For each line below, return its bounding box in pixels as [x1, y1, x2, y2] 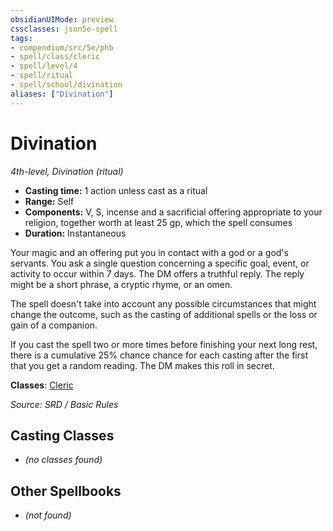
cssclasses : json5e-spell [10, 24, 118, 34]
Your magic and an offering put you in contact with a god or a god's [10, 246, 289, 258]
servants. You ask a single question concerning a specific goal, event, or [10, 257, 310, 269]
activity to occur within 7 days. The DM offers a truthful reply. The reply [10, 267, 305, 280]
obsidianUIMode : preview [10, 14, 114, 25]
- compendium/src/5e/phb [10, 42, 114, 53]
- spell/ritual [10, 71, 74, 81]
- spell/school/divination [10, 80, 123, 90]
